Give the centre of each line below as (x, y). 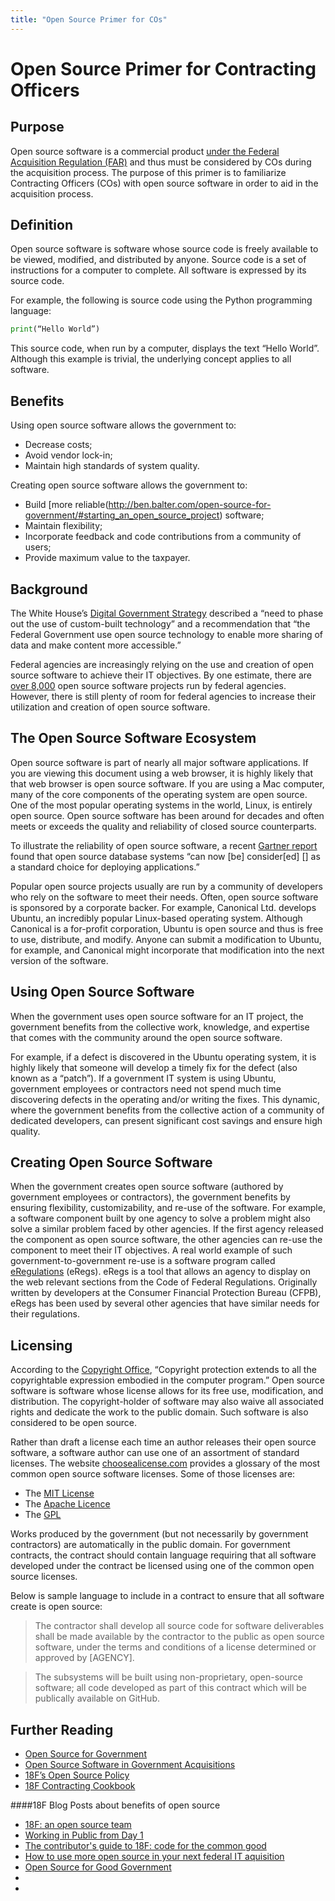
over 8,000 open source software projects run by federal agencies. (148, 685)
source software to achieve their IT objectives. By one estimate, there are (161, 675)
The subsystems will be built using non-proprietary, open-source (168, 1677)
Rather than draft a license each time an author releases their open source (163, 1442)
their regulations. (45, 1314)
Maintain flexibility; (63, 526)
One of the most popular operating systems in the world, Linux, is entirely (161, 805)
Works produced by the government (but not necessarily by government (159, 1534)
